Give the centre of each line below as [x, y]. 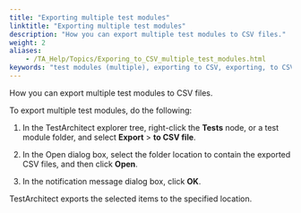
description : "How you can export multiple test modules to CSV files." [148, 34]
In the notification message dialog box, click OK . [112, 181]
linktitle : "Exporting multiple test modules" [98, 26]
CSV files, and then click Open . [80, 164]
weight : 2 [28, 43]
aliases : [26, 51]
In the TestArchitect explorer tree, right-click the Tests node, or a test [150, 127]
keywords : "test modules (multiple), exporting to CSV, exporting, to [144, 68]
